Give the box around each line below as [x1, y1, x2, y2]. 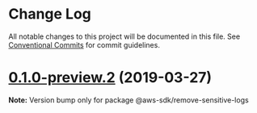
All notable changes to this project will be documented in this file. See [8, 31, 241, 41]
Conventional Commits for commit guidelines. [8, 40, 160, 49]
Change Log [8, 5, 91, 23]
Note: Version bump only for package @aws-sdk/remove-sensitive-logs [8, 94, 249, 105]
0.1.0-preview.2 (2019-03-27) [8, 69, 213, 87]
